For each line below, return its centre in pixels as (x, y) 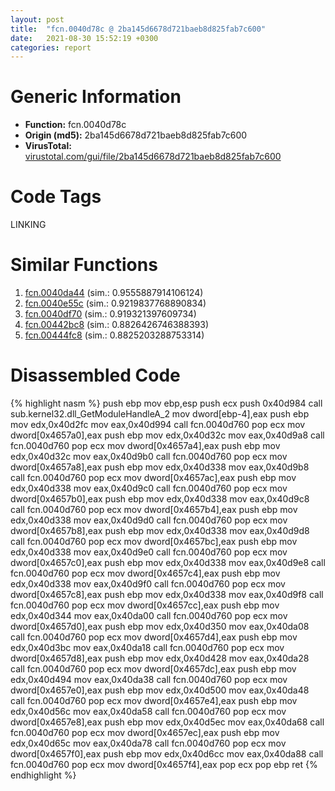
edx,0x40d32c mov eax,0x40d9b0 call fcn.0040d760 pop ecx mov (149, 456)
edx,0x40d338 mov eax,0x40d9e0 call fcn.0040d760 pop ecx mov (149, 552)
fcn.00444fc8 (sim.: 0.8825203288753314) (114, 335)
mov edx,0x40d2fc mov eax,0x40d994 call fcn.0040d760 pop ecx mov (158, 424)
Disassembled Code (95, 375)
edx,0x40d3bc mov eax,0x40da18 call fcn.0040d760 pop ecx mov (147, 647)
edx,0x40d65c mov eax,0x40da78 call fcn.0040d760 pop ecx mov (148, 743)
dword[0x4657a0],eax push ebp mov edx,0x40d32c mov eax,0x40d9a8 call (167, 435)
